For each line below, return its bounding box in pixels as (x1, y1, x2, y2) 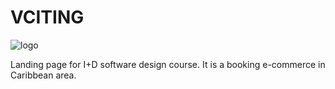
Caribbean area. (10, 69, 77, 81)
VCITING (10, 6, 85, 29)
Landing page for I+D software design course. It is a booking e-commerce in (10, 58, 326, 70)
